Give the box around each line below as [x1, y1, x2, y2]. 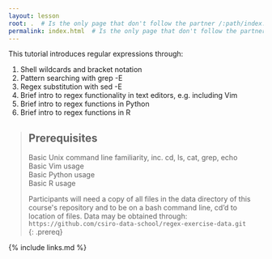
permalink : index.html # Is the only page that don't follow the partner [8, 27, 266, 35]
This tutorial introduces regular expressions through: [8, 49, 184, 59]
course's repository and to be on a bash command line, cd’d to [28, 203, 237, 213]
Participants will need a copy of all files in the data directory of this [28, 194, 251, 204]
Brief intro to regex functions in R [19, 108, 131, 117]
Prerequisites [28, 131, 98, 145]
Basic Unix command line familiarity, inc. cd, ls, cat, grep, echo [28, 153, 238, 163]
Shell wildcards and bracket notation [19, 65, 142, 74]
